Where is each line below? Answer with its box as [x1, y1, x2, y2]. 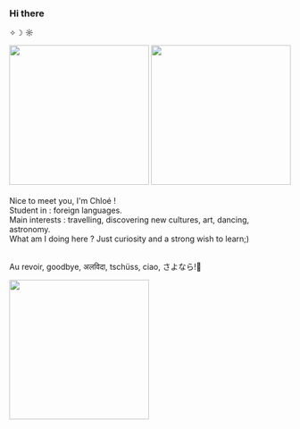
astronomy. [9, 224, 51, 235]
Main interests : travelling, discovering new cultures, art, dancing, [9, 214, 250, 225]
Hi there [9, 7, 45, 20]
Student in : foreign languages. [9, 205, 122, 216]
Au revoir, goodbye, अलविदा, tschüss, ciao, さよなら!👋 [9, 262, 202, 273]
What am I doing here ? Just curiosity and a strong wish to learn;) [9, 233, 250, 244]
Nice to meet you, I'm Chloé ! [9, 196, 116, 206]
